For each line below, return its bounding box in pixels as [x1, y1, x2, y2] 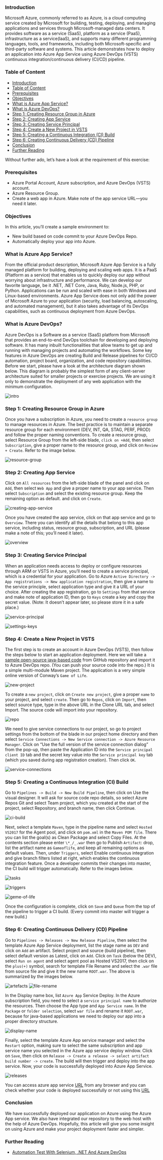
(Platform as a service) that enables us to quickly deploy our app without [5, 272, 150, 278]
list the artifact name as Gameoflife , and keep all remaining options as [5, 845, 145, 851]
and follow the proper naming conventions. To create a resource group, [5, 432, 148, 438]
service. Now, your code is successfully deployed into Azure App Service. [5, 1063, 153, 1069]
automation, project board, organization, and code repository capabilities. [5, 358, 152, 364]
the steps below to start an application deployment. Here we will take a [5, 651, 147, 657]
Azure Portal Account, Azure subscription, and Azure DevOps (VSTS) [12, 180, 151, 185]
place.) [5, 604, 19, 610]
